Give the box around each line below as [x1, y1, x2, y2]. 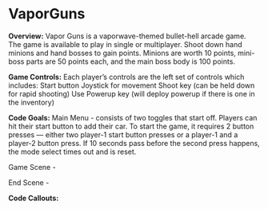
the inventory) [8, 97, 54, 107]
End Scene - [8, 177, 50, 187]
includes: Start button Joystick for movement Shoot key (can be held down [8, 81, 255, 90]
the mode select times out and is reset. [8, 147, 137, 156]
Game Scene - [8, 162, 56, 172]
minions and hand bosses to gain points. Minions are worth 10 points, [8, 48, 236, 57]
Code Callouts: [8, 193, 59, 203]
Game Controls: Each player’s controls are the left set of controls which [8, 72, 245, 81]
